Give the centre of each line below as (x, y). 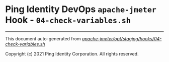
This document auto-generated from (43, 38)
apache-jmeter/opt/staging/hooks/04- (122, 38)
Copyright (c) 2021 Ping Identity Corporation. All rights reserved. (72, 53)
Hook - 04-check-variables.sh (68, 20)
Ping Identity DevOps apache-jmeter (81, 9)
